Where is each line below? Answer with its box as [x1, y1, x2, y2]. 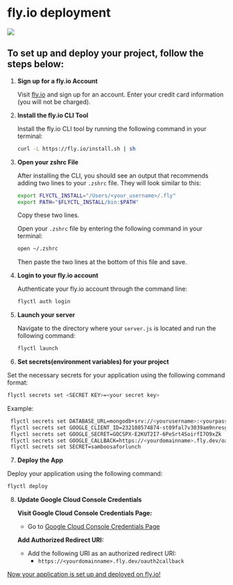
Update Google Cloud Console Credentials [17, 495, 142, 504]
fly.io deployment [7, 5, 111, 21]
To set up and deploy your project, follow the [7, 47, 205, 60]
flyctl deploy [7, 483, 49, 490]
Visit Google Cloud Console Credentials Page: [17, 509, 153, 518]
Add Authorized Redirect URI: [17, 536, 104, 544]
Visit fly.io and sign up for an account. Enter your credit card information [17, 90, 224, 99]
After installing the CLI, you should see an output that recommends [17, 171, 209, 180]
